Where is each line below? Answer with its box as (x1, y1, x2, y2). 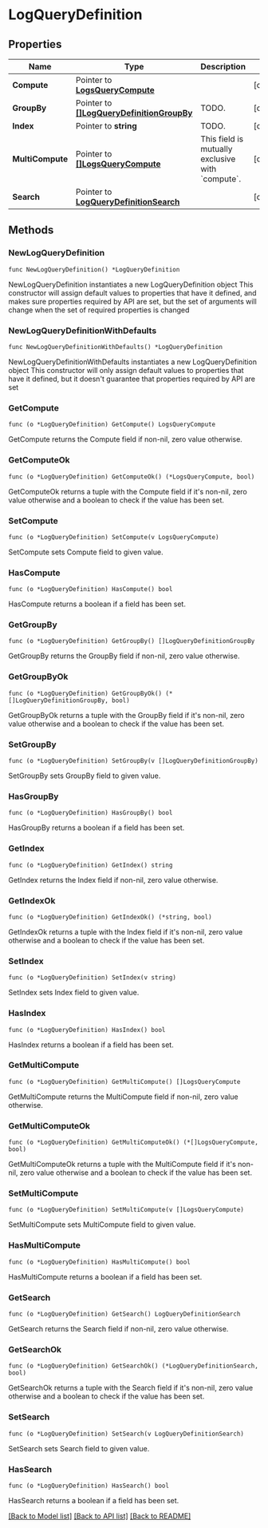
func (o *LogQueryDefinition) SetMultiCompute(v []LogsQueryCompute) (8, 1206, 245, 1214)
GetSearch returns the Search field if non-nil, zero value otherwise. (8, 1324, 229, 1334)
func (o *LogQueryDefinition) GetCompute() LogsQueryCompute (8, 421, 216, 429)
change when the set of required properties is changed (8, 305, 190, 315)
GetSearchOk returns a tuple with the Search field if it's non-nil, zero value (8, 1383, 254, 1393)
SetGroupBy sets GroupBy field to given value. (8, 771, 161, 780)
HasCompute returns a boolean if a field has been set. (8, 599, 186, 609)
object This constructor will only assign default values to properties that (8, 365, 245, 375)
